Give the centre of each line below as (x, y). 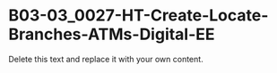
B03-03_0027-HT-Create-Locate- (138, 16)
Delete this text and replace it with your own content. (106, 59)
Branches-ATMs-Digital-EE (112, 34)
